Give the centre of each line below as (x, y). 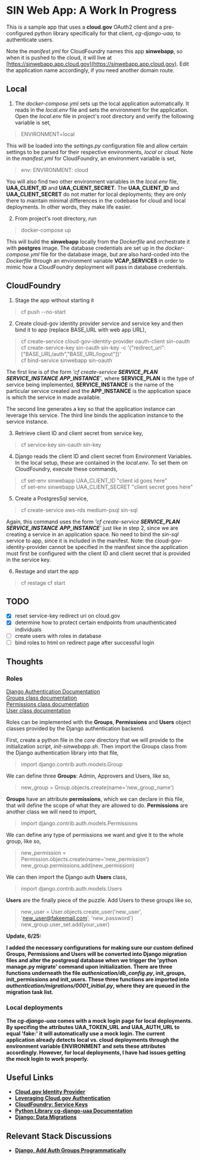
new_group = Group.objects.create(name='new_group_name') (97, 788)
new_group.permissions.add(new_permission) (78, 866)
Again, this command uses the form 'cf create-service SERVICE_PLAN (93, 521)
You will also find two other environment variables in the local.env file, (92, 181)
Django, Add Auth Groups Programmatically (70, 1150)
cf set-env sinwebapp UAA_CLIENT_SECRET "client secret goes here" (107, 487)
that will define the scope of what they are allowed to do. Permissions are (97, 805)
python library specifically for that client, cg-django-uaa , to (107, 33)
